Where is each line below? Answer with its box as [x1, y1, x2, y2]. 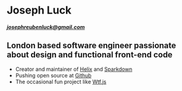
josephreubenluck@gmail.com [7, 23, 85, 30]
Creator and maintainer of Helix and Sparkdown [15, 66, 133, 73]
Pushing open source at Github [15, 71, 92, 79]
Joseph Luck [7, 4, 72, 17]
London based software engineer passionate [7, 41, 177, 51]
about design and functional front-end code [7, 50, 173, 60]
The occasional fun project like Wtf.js [15, 78, 106, 85]
